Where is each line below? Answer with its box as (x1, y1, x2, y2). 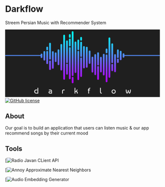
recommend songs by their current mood (5, 130, 88, 136)
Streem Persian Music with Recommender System (5, 20, 107, 26)
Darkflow (5, 3, 43, 15)
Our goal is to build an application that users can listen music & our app (5, 125, 149, 131)
